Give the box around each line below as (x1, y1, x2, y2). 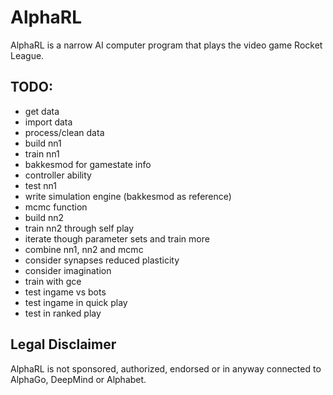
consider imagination (24, 264, 112, 276)
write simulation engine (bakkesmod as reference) (24, 190, 232, 202)
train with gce (24, 275, 82, 287)
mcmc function (24, 201, 88, 213)
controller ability (24, 169, 92, 181)
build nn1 (24, 137, 62, 149)
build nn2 (24, 211, 65, 223)
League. (10, 49, 45, 61)
